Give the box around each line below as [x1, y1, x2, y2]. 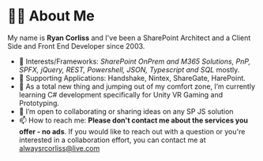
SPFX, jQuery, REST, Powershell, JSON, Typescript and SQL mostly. [18, 64, 240, 74]
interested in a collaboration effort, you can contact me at [18, 135, 206, 145]
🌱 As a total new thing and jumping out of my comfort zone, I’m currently [18, 82, 256, 91]
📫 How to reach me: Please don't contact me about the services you [18, 115, 249, 125]
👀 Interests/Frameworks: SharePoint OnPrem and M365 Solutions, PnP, [18, 57, 251, 66]
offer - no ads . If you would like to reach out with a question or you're [18, 126, 246, 136]
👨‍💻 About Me [7, 7, 96, 25]
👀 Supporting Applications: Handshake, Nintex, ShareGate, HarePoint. [18, 73, 246, 82]
